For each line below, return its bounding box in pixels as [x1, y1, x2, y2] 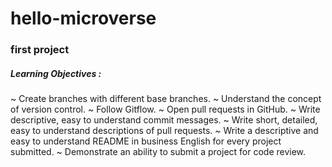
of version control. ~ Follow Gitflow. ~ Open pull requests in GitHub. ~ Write [10, 103, 321, 116]
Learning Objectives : [10, 67, 102, 79]
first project [10, 43, 70, 57]
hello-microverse [10, 7, 157, 30]
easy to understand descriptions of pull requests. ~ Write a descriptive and [10, 125, 319, 137]
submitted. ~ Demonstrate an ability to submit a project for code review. [10, 146, 307, 158]
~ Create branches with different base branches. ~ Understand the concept [10, 93, 322, 105]
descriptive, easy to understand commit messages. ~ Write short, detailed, [10, 114, 318, 126]
